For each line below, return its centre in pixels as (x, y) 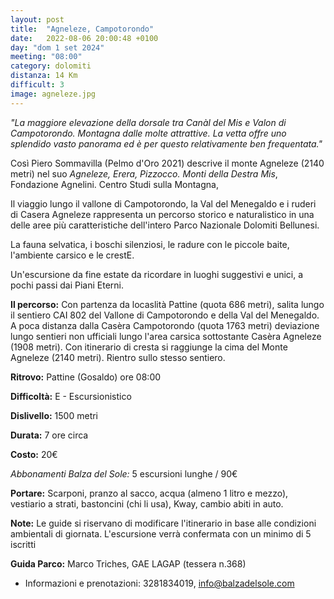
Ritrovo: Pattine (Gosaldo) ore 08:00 (86, 377)
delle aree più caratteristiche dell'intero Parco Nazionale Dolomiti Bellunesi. (165, 225)
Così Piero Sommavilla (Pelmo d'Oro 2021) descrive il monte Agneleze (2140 (167, 163)
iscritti (23, 544)
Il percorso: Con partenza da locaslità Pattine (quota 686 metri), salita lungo (167, 304)
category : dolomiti (51, 66)
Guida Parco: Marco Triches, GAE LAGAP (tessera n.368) (128, 563)
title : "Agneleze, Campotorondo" (82, 29)
